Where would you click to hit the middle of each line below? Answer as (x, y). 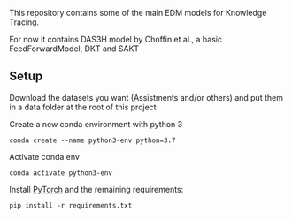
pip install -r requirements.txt (71, 205)
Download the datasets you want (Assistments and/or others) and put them (146, 97)
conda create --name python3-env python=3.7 (92, 140)
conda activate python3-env (61, 173)
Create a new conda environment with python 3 (96, 124)
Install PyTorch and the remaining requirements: (96, 189)
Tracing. (24, 22)
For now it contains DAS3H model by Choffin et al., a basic (116, 39)
